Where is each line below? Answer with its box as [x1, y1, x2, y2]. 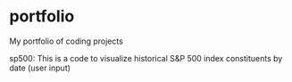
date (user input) [9, 62, 71, 73]
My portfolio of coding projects [9, 36, 123, 46]
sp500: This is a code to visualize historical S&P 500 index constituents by [9, 53, 283, 63]
